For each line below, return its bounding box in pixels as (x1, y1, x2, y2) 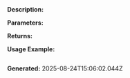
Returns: (7, 32, 33, 40)
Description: (7, 5, 44, 14)
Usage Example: (7, 45, 55, 53)
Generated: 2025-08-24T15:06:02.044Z (7, 64, 123, 73)
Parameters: (7, 18, 44, 27)
